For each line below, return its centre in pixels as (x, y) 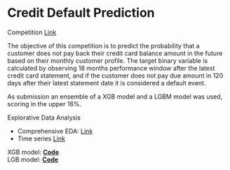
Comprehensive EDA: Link (55, 131)
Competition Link (32, 32)
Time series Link (41, 139)
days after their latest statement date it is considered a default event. (107, 83)
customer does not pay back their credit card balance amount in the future (115, 53)
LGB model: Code (33, 160)
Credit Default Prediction (81, 13)
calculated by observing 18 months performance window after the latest (111, 68)
